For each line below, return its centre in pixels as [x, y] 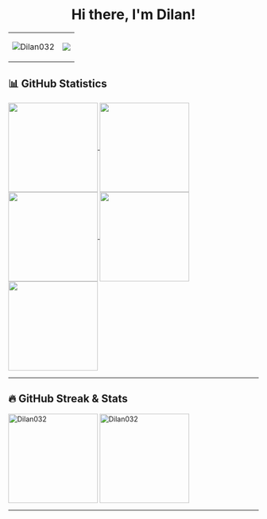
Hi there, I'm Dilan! [133, 15]
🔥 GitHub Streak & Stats [68, 399]
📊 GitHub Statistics [58, 84]
